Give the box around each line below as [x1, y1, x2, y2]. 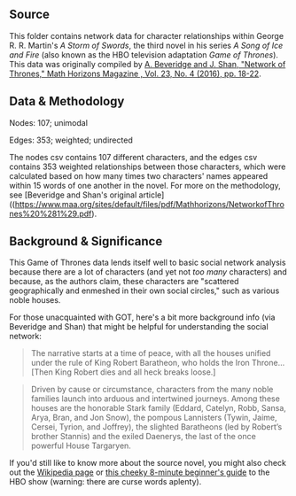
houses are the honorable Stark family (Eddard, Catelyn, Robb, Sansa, [30, 403, 286, 414]
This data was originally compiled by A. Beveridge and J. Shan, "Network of [9, 58, 286, 69]
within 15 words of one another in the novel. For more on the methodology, [9, 180, 281, 190]
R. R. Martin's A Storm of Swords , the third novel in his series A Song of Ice [9, 40, 284, 50]
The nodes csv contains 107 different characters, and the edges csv [9, 151, 258, 162]
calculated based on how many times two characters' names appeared [9, 170, 269, 181]
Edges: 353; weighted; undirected [9, 135, 133, 145]
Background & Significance [9, 234, 163, 249]
